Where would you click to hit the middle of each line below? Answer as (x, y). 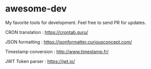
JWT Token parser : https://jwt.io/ (40, 61)
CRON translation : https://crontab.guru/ (47, 32)
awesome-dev (36, 9)
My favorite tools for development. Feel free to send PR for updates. (76, 22)
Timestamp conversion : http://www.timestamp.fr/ (57, 51)
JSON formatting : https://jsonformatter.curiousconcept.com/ (69, 42)
